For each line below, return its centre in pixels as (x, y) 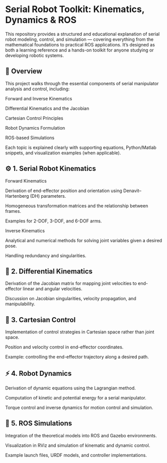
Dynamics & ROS (41, 20)
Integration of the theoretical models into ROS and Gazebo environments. (81, 435)
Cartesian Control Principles (34, 118)
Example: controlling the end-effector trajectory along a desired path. (77, 357)
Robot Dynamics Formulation (35, 128)
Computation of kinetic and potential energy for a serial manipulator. (76, 398)
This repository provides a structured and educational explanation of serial (82, 34)
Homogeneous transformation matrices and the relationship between (77, 206)
